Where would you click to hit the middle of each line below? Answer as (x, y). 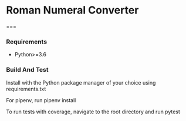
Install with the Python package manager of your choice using (81, 82)
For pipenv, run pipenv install (41, 100)
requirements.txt (26, 89)
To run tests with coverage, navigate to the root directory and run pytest (93, 112)
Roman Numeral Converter (72, 10)
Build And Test (27, 70)
